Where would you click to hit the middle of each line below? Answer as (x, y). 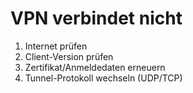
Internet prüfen (56, 46)
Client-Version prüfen (69, 56)
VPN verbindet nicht (96, 18)
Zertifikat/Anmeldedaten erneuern (95, 67)
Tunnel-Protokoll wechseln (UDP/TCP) (103, 78)
